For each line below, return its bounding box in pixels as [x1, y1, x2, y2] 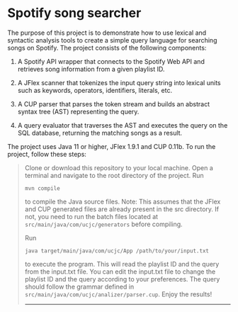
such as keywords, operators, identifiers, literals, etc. [17, 86, 172, 94]
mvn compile [24, 184, 60, 192]
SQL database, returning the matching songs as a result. [17, 128, 183, 137]
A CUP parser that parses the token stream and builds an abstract [17, 99, 210, 108]
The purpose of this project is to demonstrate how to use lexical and [7, 28, 207, 37]
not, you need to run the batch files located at [24, 212, 158, 221]
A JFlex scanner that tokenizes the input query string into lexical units [17, 78, 221, 87]
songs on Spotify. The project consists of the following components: [7, 43, 207, 52]
